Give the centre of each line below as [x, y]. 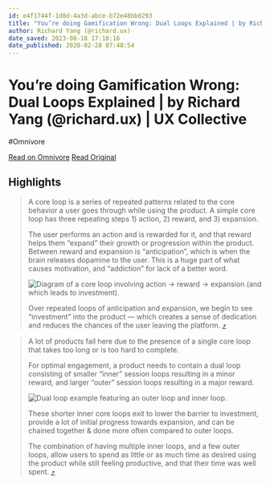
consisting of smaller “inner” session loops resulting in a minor [131, 373]
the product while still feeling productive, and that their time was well [142, 463]
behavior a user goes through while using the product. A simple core [141, 210]
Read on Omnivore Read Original [62, 157]
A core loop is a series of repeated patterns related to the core [131, 201]
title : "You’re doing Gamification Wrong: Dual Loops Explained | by [127, 23]
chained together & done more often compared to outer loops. [131, 430]
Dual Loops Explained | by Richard [125, 102]
